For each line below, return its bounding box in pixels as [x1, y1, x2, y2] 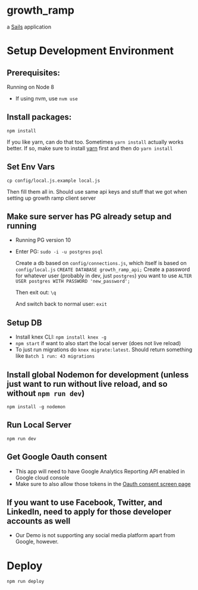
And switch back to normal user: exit [15, 301, 108, 308]
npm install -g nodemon [7, 404, 66, 410]
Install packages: [7, 112, 72, 122]
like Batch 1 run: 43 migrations [15, 352, 95, 359]
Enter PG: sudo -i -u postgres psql [15, 248, 103, 255]
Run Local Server [7, 420, 72, 430]
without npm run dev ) [7, 388, 85, 398]
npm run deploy [7, 579, 45, 585]
